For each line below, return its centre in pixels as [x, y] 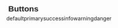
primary [34, 18]
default [15, 18]
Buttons [23, 9]
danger [102, 18]
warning [84, 18]
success [54, 18]
